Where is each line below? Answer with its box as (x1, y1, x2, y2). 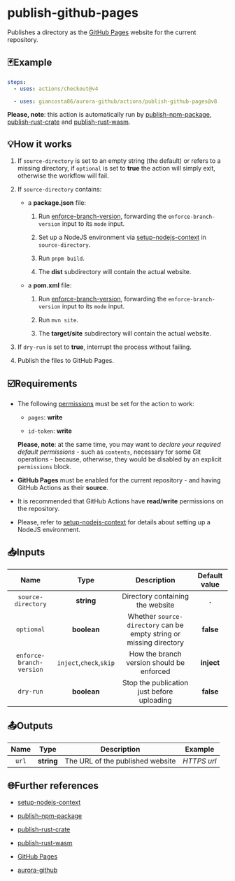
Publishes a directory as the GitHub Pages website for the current (7, 28, 197, 36)
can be (161, 620, 184, 630)
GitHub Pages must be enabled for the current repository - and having (17, 476, 221, 484)
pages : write (27, 413, 63, 421)
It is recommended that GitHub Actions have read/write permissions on (17, 497, 224, 505)
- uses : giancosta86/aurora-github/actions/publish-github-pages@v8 (13, 98, 218, 105)
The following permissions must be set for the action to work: (17, 400, 194, 408)
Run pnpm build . (38, 254, 85, 263)
